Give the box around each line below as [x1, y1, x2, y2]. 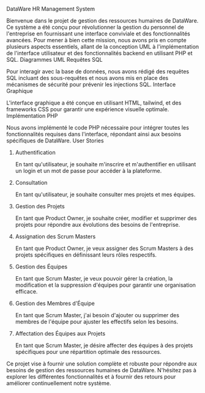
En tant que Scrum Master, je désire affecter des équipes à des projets [15, 342, 193, 349]
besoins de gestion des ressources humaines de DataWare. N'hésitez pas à [6, 367, 197, 373]
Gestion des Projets [15, 203, 65, 210]
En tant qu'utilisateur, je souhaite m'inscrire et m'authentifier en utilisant [15, 161, 196, 167]
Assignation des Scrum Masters [15, 233, 96, 240]
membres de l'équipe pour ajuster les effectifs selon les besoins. [15, 318, 179, 325]
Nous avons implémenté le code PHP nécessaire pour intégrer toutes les [6, 124, 190, 131]
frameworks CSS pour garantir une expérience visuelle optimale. [6, 106, 170, 112]
